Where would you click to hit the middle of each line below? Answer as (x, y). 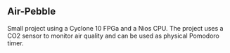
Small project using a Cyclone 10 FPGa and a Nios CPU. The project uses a (115, 28)
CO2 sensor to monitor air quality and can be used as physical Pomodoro (113, 36)
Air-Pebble (32, 12)
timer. (15, 43)
